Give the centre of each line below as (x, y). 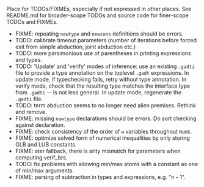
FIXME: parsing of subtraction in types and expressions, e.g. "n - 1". (100, 177)
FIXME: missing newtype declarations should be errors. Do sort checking (106, 118)
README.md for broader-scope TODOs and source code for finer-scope (98, 15)
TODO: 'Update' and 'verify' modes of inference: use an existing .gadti (105, 66)
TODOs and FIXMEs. (32, 22)
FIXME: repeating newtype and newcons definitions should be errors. (99, 34)
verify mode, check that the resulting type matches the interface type (103, 86)
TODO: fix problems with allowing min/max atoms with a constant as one (107, 164)
